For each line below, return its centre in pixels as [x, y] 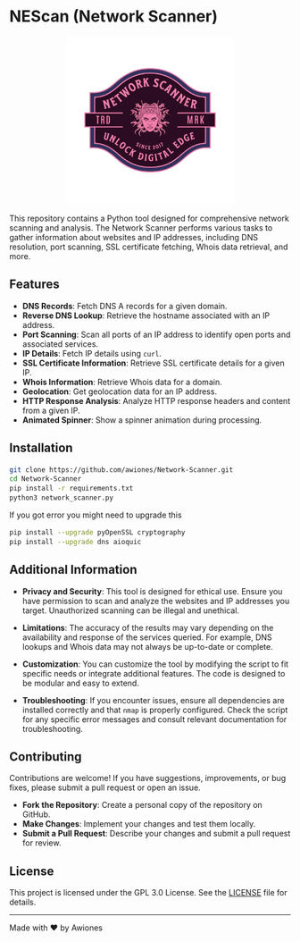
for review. [42, 843]
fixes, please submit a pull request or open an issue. [105, 787]
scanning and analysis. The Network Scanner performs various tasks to [141, 227]
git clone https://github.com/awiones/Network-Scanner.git [121, 470]
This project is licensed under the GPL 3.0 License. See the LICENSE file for [148, 893]
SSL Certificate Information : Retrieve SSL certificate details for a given [154, 363]
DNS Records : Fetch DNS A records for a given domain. [125, 306]
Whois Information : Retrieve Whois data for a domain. [122, 382]
